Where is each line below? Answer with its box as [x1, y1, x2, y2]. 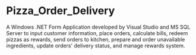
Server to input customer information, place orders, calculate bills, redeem [6, 29, 188, 36]
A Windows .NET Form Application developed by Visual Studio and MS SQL [6, 23, 191, 30]
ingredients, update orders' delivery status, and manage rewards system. [6, 42, 185, 49]
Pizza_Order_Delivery [6, 4, 115, 18]
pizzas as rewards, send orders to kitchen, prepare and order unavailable [6, 36, 185, 43]
